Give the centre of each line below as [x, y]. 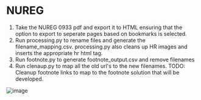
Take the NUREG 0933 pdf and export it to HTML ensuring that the [99, 27]
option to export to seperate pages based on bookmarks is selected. [101, 33]
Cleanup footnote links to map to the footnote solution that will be [97, 72]
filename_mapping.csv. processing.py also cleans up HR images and [101, 47]
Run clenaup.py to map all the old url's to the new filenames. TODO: [100, 66]
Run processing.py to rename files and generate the [80, 40]
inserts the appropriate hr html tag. [59, 53]
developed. [29, 79]
